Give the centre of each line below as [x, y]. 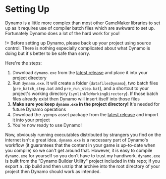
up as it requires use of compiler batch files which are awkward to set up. [80, 28]
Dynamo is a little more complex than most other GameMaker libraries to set [83, 23]
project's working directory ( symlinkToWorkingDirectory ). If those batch [85, 93]
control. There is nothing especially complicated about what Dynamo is [78, 48]
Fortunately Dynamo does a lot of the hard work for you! [62, 33]
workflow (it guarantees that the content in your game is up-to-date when [80, 145]
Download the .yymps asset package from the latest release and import [85, 114]
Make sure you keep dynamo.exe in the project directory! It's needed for [86, 104]
